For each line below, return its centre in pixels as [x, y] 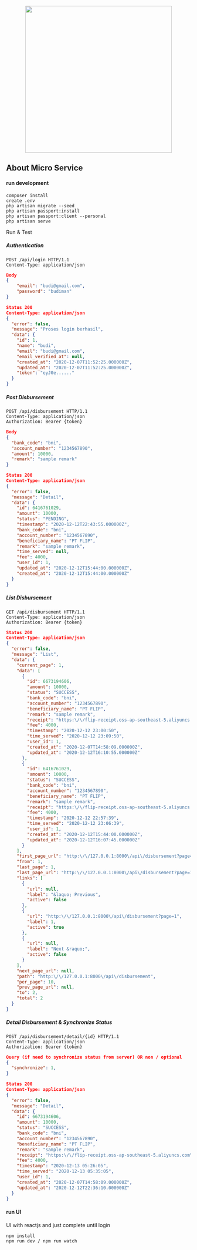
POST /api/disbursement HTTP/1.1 [47, 412]
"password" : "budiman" [44, 292]
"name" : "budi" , [37, 346]
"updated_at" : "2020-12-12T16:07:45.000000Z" [84, 840]
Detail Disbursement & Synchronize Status [59, 1022]
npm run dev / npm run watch [42, 1241]
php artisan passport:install [43, 211]
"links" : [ [30, 878]
